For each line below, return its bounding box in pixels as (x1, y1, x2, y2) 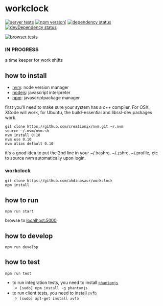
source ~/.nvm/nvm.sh (5, 128, 49, 134)
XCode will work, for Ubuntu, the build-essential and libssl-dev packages (5, 110, 153, 116)
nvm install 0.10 (5, 133, 41, 138)
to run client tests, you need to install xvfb (12, 290, 97, 296)
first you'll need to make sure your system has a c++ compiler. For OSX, (5, 104, 150, 110)
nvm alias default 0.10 (5, 141, 54, 146)
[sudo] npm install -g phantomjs (19, 285, 88, 290)
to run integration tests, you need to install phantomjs (12, 280, 118, 285)
